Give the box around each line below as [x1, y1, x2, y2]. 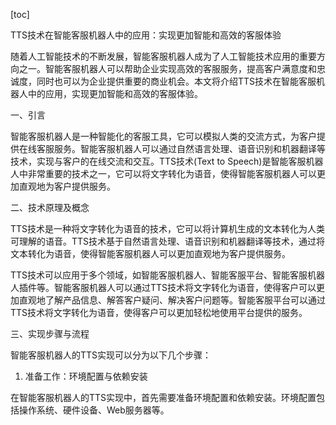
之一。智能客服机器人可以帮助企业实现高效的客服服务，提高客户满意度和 [18, 63, 317, 74]
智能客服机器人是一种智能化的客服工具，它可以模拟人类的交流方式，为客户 [10, 130, 317, 142]
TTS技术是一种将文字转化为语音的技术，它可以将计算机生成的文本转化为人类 [10, 223, 326, 234]
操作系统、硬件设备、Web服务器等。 [18, 404, 170, 416]
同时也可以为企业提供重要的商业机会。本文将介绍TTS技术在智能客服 [36, 75, 317, 87]
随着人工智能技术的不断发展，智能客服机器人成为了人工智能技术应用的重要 [10, 50, 317, 62]
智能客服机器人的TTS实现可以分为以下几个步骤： [10, 349, 212, 361]
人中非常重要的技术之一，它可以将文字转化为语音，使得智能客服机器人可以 [10, 168, 317, 179]
